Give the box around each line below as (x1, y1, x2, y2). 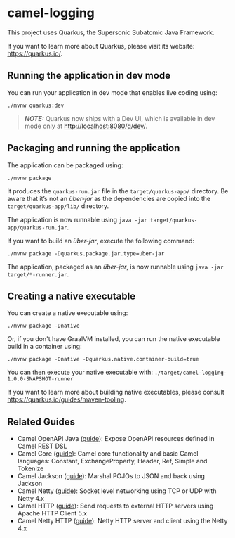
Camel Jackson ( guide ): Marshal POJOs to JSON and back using (17, 472, 206, 480)
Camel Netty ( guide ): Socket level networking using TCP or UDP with (17, 487, 217, 495)
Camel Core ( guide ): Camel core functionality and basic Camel (17, 449, 199, 458)
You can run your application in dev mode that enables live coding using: (7, 88, 217, 96)
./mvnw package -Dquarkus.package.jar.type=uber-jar (7, 250, 165, 257)
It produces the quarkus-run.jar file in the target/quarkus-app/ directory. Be (7, 186, 229, 195)
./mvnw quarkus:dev (7, 102, 65, 109)
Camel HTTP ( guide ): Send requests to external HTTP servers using (17, 501, 214, 511)
